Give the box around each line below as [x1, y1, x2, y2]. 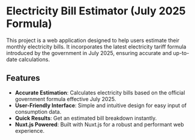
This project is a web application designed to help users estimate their [6, 36, 180, 44]
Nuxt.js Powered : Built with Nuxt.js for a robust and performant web [14, 121, 184, 128]
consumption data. [14, 108, 62, 115]
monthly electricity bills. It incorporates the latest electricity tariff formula [6, 43, 187, 50]
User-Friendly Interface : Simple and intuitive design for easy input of [14, 102, 187, 109]
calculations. [18, 56, 50, 63]
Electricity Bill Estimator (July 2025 [6, 4, 186, 18]
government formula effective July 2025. [14, 95, 116, 102]
